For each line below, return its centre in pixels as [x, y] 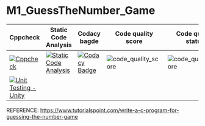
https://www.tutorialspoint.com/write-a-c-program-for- [110, 110]
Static [59, 30]
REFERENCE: [23, 110]
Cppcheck [25, 37]
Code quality [134, 33]
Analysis [59, 45]
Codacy [89, 33]
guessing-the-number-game [42, 116]
